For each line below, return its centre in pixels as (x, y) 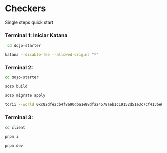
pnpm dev (14, 145)
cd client (15, 128)
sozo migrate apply (25, 96)
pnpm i (12, 136)
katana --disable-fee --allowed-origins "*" (52, 55)
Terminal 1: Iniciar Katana (36, 35)
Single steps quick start (29, 22)
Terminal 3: (19, 117)
